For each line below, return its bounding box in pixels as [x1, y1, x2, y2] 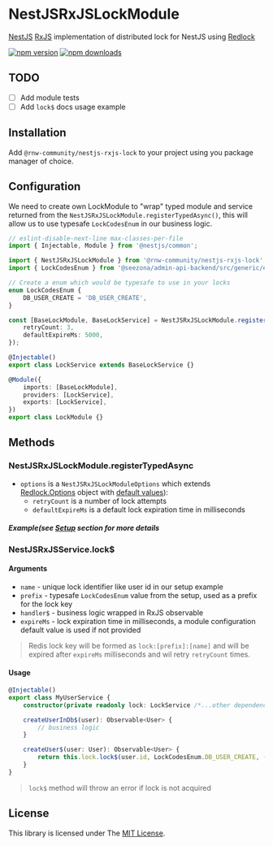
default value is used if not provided [19, 625, 141, 635]
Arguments [8, 564, 48, 574]
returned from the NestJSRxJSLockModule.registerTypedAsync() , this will [8, 210, 248, 219]
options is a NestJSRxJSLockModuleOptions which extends [19, 479, 211, 488]
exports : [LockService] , [23, 398, 107, 406]
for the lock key [19, 599, 73, 609]
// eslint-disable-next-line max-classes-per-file [8, 234, 184, 242]
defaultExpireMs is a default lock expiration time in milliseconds [32, 505, 245, 514]
